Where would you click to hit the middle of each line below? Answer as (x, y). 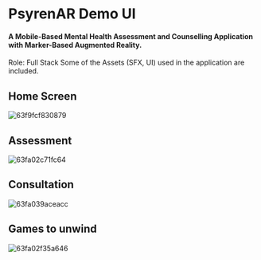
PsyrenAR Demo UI (72, 14)
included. (23, 71)
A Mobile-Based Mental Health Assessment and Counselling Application (130, 36)
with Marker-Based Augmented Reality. (75, 45)
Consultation (41, 185)
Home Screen (43, 96)
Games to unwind (53, 229)
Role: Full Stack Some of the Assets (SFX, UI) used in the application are (127, 63)
